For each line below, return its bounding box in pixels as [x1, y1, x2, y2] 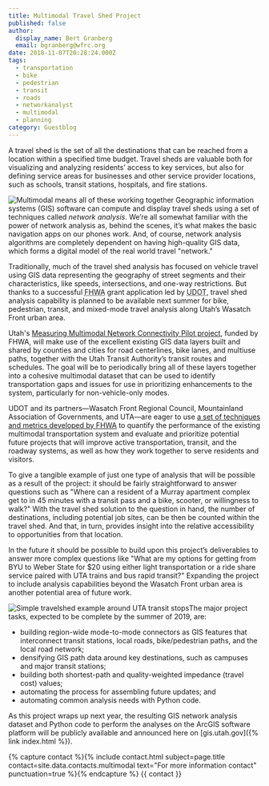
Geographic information [175, 195, 255, 204]
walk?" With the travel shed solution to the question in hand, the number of [8, 504, 255, 514]
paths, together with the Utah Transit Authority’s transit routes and [8, 353, 227, 363]
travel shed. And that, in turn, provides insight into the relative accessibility [8, 521, 255, 530]
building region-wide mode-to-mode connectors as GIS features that [19, 627, 247, 637]
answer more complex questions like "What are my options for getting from [8, 554, 256, 563]
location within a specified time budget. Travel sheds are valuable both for [8, 154, 253, 163]
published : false [8, 19, 66, 27]
